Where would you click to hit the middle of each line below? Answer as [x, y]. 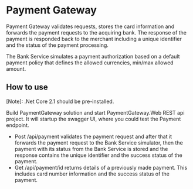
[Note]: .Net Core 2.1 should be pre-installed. [60, 101]
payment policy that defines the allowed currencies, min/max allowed [90, 63]
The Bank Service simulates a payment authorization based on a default [93, 56]
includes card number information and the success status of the [92, 174]
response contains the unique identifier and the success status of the [99, 155]
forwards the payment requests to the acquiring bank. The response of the [96, 32]
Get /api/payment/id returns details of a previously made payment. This [101, 167]
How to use [27, 87]
